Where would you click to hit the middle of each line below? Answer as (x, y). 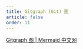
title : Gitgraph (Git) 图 (37, 12)
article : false (25, 17)
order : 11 (18, 22)
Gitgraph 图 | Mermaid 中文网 (41, 40)
